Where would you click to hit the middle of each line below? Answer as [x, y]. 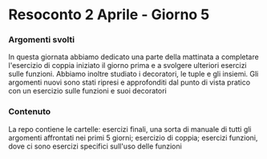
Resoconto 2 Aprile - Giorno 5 [109, 15]
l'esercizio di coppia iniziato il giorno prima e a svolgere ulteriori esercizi [127, 66]
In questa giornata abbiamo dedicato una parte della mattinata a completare [133, 57]
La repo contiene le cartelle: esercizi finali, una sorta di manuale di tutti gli [130, 129]
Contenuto [30, 112]
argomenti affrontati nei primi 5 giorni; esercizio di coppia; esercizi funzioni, [133, 137]
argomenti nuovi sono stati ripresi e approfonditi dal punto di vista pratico [129, 82]
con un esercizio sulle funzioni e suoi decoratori [87, 91]
